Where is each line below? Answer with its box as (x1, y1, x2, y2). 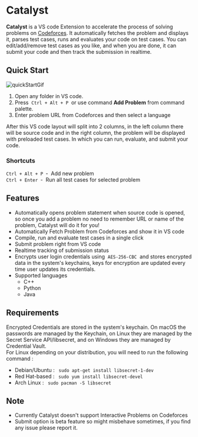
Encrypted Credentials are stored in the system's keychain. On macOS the (6, 323, 186, 331)
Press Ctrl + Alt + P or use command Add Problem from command (14, 99, 184, 106)
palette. (14, 105, 34, 112)
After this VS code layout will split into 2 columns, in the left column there (6, 122, 184, 130)
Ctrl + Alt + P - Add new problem (6, 170, 94, 177)
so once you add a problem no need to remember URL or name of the (14, 215, 184, 222)
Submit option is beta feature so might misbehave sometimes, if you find (14, 418, 191, 425)
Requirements (6, 308, 59, 318)
